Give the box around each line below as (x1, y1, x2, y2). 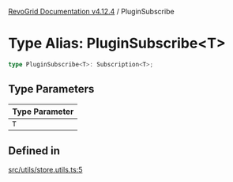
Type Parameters (8, 82, 95, 96)
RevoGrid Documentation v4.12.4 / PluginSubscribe (8, 7, 175, 16)
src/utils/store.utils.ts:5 (8, 165, 83, 175)
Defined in (8, 144, 61, 157)
